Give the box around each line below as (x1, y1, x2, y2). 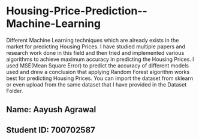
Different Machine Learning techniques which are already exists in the (6, 36, 179, 44)
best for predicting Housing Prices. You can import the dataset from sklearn (6, 75, 194, 82)
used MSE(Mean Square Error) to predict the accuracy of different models (6, 61, 189, 69)
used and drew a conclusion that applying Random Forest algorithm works (6, 68, 190, 75)
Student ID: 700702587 (6, 125, 96, 135)
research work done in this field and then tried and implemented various (6, 49, 185, 56)
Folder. (6, 87, 23, 94)
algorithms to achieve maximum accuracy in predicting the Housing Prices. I (6, 55, 194, 63)
